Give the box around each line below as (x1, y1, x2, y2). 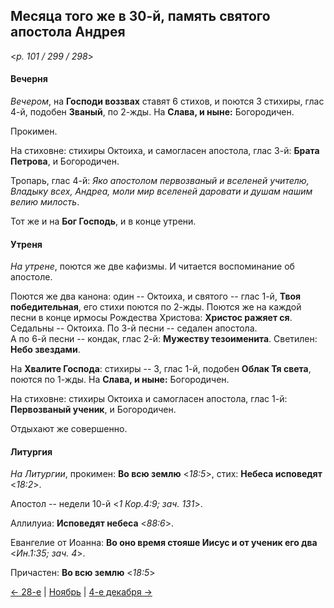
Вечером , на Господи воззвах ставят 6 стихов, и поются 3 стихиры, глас (10, 95, 325, 108)
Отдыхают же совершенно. (10, 423, 128, 435)
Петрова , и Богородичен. (10, 155, 120, 168)
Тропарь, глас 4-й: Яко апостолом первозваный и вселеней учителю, (10, 175, 310, 187)
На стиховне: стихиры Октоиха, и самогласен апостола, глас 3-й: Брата (10, 145, 320, 157)
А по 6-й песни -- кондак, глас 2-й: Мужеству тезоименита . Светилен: (10, 333, 318, 345)
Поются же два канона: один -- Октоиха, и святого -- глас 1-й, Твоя (10, 290, 302, 303)
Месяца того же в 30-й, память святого (10, 8, 271, 25)
